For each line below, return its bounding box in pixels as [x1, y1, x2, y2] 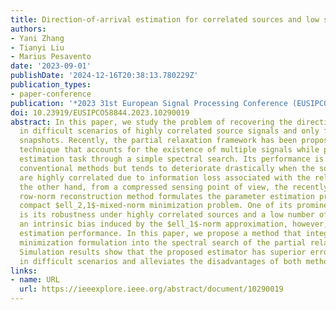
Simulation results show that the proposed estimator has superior [19, 247, 307, 257]
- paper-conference [10, 89, 92, 99]
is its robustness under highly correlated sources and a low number [19, 210, 315, 220]
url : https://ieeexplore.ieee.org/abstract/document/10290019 [19, 284, 284, 295]
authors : [10, 24, 47, 34]
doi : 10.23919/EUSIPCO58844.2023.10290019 [10, 107, 190, 118]
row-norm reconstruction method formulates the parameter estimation [19, 191, 315, 201]
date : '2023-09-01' [10, 61, 92, 71]
